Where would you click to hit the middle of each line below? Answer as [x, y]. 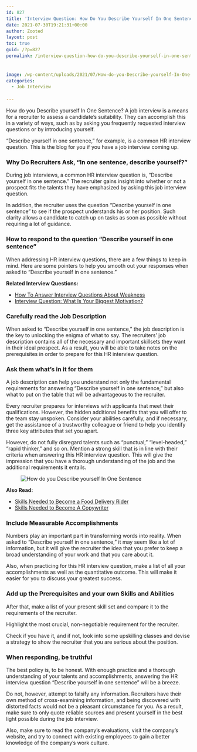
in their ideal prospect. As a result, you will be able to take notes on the [92, 348]
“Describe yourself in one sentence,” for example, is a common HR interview [98, 141]
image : [14, 74]
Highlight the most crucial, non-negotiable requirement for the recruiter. [93, 624]
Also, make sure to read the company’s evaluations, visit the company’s [92, 730]
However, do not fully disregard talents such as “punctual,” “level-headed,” [96, 442]
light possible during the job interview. [52, 719]
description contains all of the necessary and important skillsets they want [96, 341]
